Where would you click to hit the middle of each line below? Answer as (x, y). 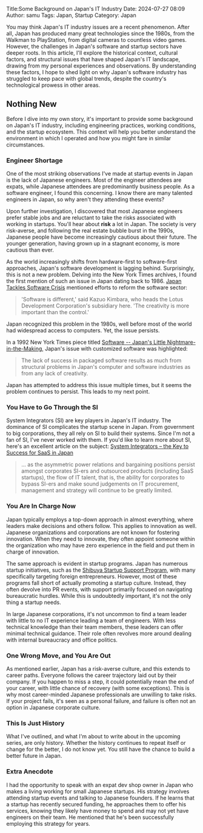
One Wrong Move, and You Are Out (58, 656)
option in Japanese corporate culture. (53, 708)
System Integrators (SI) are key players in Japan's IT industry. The (89, 420)
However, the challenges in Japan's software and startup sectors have (94, 46)
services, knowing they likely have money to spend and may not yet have (98, 811)
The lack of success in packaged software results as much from (101, 360)
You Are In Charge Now (41, 506)
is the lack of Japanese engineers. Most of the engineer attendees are (94, 180)
